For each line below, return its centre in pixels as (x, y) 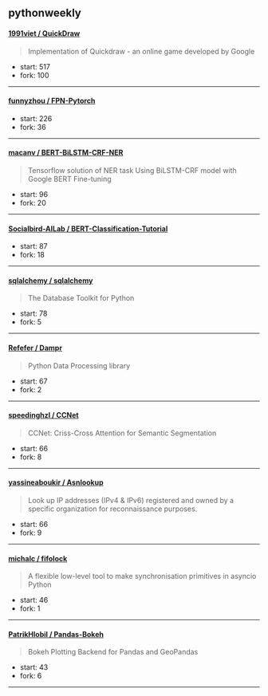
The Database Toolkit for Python (81, 298)
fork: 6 (31, 676)
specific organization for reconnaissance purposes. (112, 509)
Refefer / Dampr (35, 348)
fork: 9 (31, 533)
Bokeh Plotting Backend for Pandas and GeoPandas (113, 652)
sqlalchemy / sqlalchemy (51, 280)
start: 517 (35, 66)
